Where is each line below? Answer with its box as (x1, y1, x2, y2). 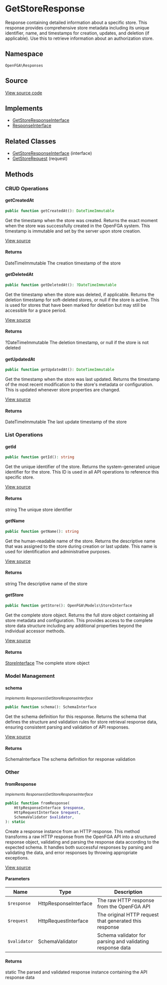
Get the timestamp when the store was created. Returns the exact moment (5, 217, 158, 223)
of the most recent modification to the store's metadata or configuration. (5, 381, 154, 387)
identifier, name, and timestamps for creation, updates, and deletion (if (5, 30, 150, 36)
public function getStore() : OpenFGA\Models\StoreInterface (5, 603, 133, 608)
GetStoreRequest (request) (12, 155, 68, 162)
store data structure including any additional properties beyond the (5, 622, 142, 628)
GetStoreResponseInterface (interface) (12, 150, 92, 156)
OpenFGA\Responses (5, 63, 43, 68)
